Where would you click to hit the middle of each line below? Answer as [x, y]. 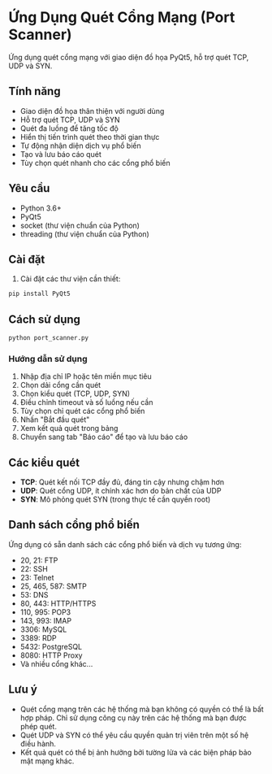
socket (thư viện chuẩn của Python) [80, 225]
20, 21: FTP [39, 560]
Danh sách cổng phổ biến [74, 525]
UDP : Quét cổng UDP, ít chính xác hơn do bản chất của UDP [121, 491]
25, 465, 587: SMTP [53, 586]
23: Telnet [37, 577]
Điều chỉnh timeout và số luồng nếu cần [86, 402]
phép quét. [38, 726]
